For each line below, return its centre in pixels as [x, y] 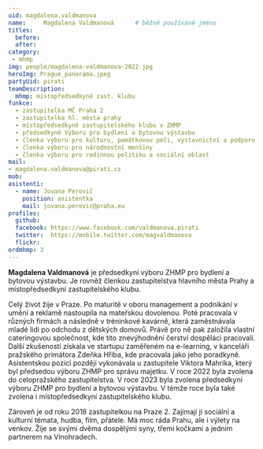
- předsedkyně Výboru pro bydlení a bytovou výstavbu [105, 132]
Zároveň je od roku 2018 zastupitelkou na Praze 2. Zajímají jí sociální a [122, 411]
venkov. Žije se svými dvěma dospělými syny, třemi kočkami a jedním [120, 428]
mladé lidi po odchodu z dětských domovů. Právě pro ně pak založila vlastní [131, 329]
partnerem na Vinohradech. [53, 436]
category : [24, 52]
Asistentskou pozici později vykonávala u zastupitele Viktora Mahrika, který [130, 362]
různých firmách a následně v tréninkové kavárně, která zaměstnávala [122, 321]
